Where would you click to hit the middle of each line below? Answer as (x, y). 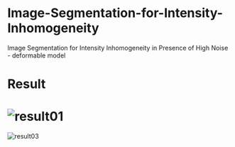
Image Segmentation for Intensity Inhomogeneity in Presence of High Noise (118, 48)
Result (27, 84)
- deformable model (37, 55)
